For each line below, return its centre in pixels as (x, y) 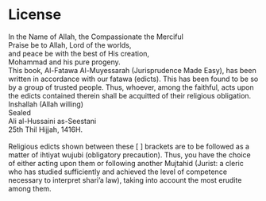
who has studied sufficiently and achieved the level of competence (118, 172)
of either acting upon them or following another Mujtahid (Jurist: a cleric (126, 163)
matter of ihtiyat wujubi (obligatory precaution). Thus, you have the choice (130, 155)
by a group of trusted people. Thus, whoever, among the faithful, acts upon (131, 87)
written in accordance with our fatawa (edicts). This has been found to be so (133, 79)
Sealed (20, 112)
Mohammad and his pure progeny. (64, 62)
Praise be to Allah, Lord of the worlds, (70, 44)
